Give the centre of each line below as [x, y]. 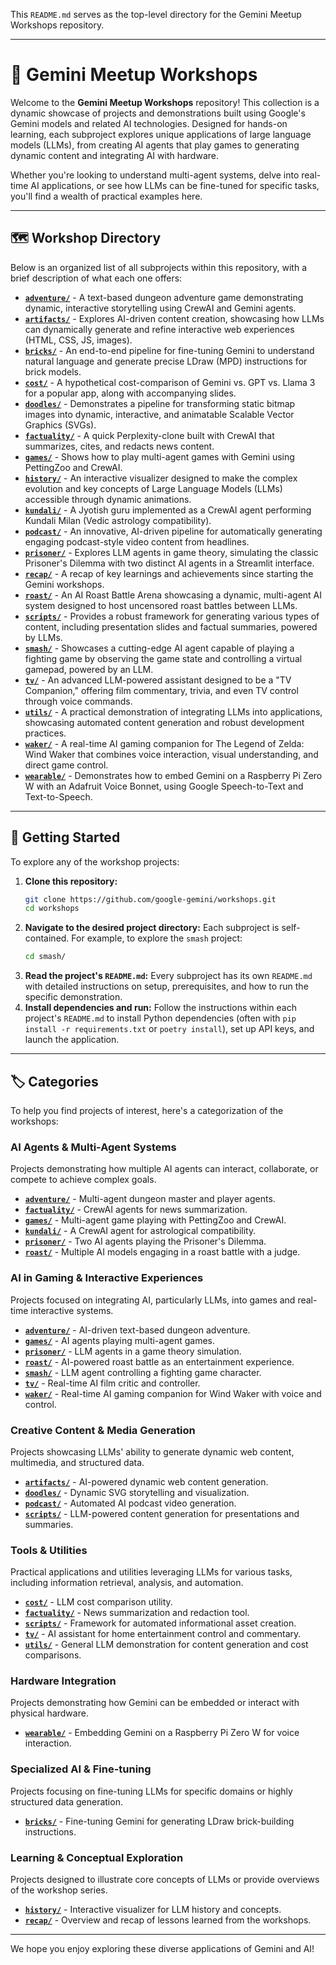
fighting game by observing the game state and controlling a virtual [163, 658]
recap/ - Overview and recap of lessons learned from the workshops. [168, 1920]
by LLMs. [43, 637]
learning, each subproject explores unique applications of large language [161, 134]
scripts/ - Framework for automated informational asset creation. [160, 1623]
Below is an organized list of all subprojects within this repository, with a [159, 267]
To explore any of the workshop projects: [95, 861]
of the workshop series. [59, 1890]
